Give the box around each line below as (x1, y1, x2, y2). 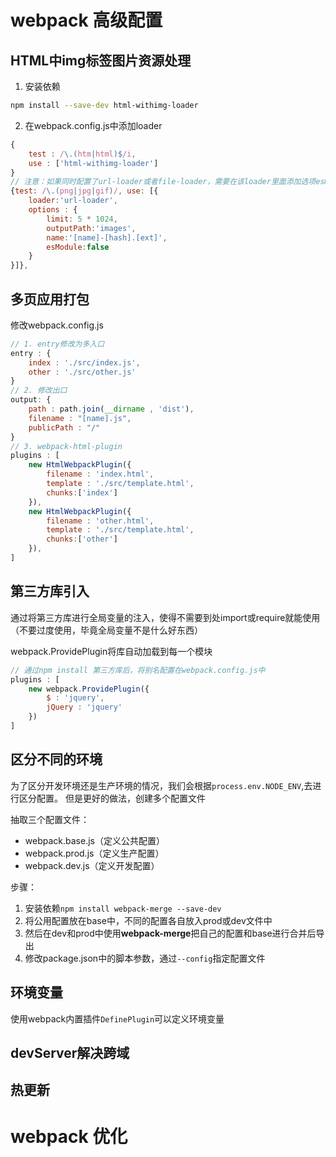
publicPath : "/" (28, 422, 101, 433)
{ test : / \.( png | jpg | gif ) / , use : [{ (10, 186, 159, 196)
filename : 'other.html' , (46, 516, 155, 526)
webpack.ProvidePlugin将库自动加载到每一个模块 (10, 645, 213, 657)
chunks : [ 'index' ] (46, 487, 118, 498)
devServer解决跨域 (10, 1044, 130, 1061)
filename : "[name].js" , (28, 413, 132, 423)
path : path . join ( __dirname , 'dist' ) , (28, 404, 195, 415)
